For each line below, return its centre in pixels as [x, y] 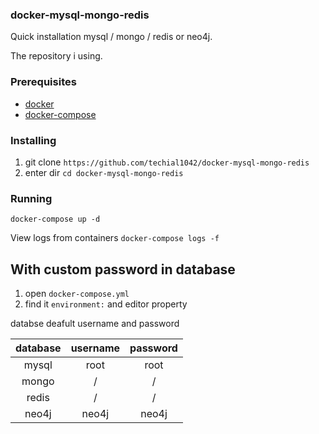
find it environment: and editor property [106, 304]
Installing [33, 140]
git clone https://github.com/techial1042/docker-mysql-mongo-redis [167, 162]
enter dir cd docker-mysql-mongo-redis [104, 172]
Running [31, 198]
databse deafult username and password [95, 323]
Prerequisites [43, 82]
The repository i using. [56, 56]
